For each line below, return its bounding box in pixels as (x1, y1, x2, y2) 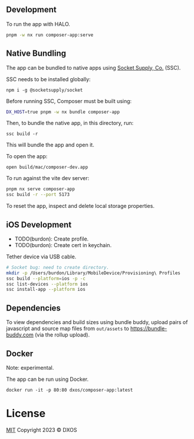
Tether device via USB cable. (6, 253, 77, 260)
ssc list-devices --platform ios (6, 281, 88, 287)
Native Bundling (6, 49, 67, 59)
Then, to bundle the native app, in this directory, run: (6, 120, 134, 127)
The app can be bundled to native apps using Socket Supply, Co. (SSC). (6, 64, 181, 71)
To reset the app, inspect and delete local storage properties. (6, 203, 155, 210)
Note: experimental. (6, 364, 54, 371)
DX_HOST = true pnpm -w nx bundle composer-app (6, 109, 120, 115)
